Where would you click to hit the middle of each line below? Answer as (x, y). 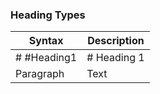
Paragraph (40, 74)
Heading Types (48, 15)
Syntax (46, 41)
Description (116, 41)
